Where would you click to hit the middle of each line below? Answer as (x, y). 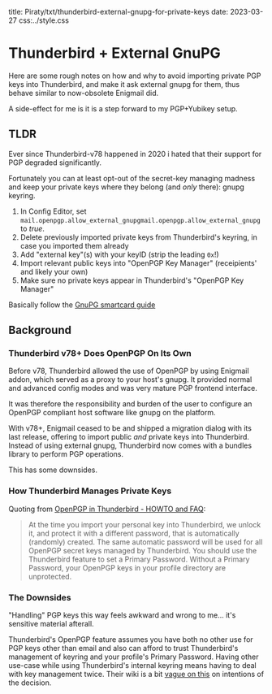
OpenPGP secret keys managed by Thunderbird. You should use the (142, 550)
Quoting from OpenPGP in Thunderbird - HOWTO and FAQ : (107, 509)
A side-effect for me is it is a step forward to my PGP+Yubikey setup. (123, 108)
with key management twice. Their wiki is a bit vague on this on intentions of (136, 674)
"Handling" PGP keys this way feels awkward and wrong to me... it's (122, 615)
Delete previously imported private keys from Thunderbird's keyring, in (138, 237)
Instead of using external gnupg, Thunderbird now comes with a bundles (130, 445)
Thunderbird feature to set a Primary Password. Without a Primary (139, 559)
